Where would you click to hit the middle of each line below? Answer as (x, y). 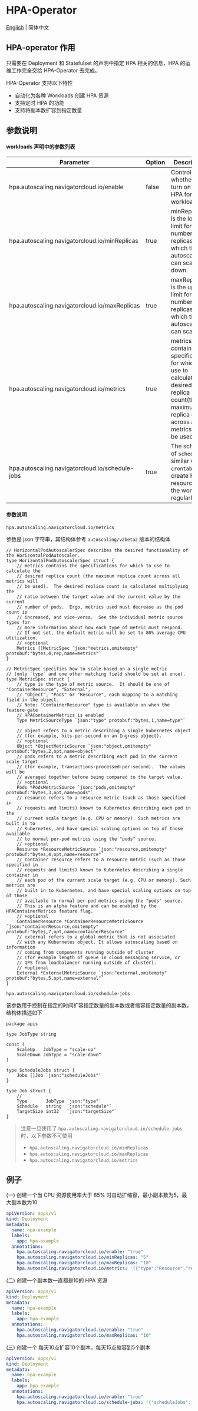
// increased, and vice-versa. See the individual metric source (100, 617)
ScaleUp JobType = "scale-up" (56, 1049)
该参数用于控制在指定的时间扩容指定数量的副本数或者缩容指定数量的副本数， (99, 1005)
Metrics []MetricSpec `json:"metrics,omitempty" (77, 648)
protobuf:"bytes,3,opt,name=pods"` (50, 792)
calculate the (24, 571)
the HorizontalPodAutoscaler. (43, 555)
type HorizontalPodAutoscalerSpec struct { (60, 560)
